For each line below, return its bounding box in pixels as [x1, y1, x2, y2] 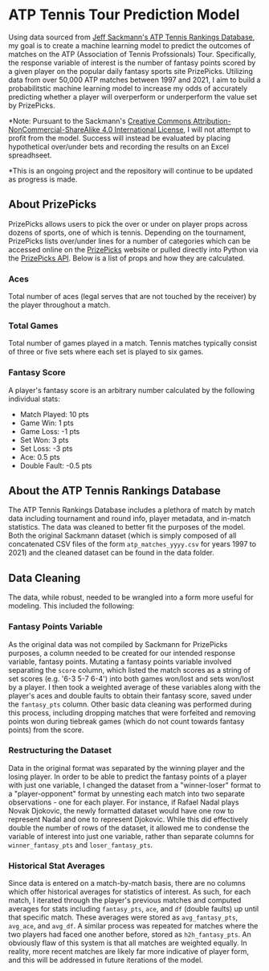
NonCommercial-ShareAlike [8, 125, 100, 134]
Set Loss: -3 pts [19, 444, 73, 453]
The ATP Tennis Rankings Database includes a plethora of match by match [8, 505, 255, 515]
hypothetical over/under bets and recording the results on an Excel [8, 141, 230, 151]
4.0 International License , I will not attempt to [101, 125, 251, 134]
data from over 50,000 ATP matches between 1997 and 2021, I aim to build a [8, 75, 261, 84]
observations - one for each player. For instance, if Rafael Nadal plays [8, 797, 239, 807]
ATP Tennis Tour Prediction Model [8, 6, 240, 24]
